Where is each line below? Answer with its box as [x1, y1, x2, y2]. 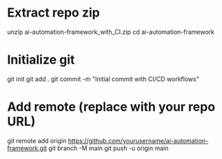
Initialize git [7, 52, 75, 68]
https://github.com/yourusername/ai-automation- [68, 136, 209, 144]
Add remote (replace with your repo [7, 99, 216, 115]
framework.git [7, 144, 47, 152]
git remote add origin [7, 136, 67, 144]
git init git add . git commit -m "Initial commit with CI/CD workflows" [7, 75, 200, 83]
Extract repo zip [7, 5, 100, 21]
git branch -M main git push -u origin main [48, 144, 169, 152]
